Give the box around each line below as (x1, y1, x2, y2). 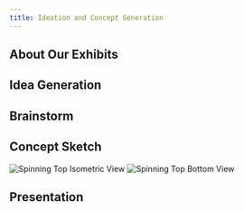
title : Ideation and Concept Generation (9, 13, 164, 23)
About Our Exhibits (9, 47, 119, 62)
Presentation (9, 189, 84, 205)
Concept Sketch (9, 139, 102, 155)
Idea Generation (9, 78, 102, 93)
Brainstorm (9, 108, 74, 123)
